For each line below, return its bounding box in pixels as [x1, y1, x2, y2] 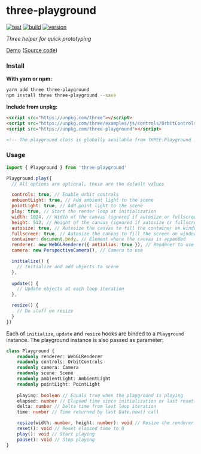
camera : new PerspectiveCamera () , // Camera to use [11, 247, 144, 253]
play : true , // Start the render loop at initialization [11, 208, 157, 214]
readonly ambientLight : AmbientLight [17, 376, 111, 382]
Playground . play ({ [6, 175, 52, 181]
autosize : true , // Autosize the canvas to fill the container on [11, 225, 181, 231]
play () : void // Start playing [17, 431, 95, 437]
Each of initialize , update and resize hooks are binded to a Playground [6, 330, 184, 337]
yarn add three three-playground [6, 87, 90, 93]
